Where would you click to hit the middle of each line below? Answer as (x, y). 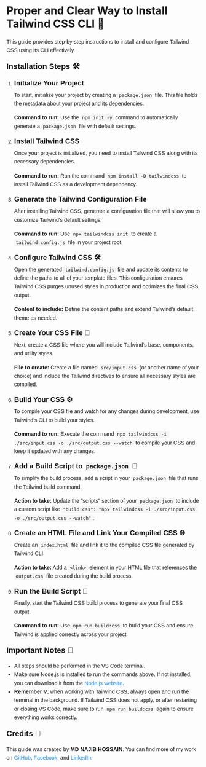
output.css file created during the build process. (74, 576)
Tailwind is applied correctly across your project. (71, 634)
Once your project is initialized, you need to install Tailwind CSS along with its (106, 153)
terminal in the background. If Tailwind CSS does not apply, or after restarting (105, 700)
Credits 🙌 (24, 734)
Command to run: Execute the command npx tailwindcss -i (91, 434)
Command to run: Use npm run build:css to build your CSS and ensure (104, 626)
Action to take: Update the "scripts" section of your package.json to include (107, 501)
